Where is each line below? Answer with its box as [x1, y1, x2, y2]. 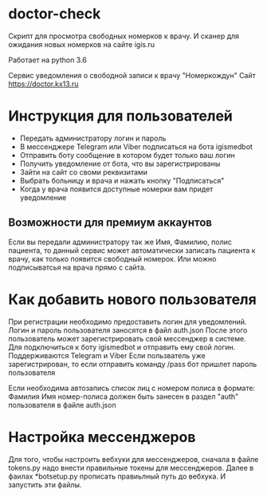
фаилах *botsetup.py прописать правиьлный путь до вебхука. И [8, 471, 226, 481]
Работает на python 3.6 [8, 55, 88, 65]
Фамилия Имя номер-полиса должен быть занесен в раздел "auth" [8, 392, 239, 401]
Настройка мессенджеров [8, 428, 196, 446]
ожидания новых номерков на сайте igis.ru [8, 39, 155, 49]
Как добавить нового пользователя [8, 290, 257, 308]
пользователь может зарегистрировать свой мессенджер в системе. [8, 333, 246, 343]
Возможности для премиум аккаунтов [8, 216, 213, 230]
